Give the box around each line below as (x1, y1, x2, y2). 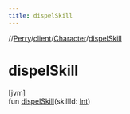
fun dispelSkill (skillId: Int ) (8, 96, 91, 106)
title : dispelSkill (8, 11, 73, 20)
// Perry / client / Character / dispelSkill (8, 33, 122, 43)
